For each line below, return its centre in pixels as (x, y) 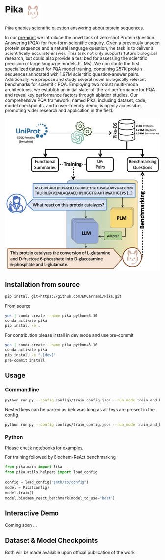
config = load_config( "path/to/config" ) (47, 482)
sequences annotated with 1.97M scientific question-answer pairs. (72, 74)
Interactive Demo (32, 513)
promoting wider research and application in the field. (59, 110)
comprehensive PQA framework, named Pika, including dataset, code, (76, 100)
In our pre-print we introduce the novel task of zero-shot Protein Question (80, 37)
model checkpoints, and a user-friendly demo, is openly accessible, (74, 105)
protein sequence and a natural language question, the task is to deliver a (79, 48)
